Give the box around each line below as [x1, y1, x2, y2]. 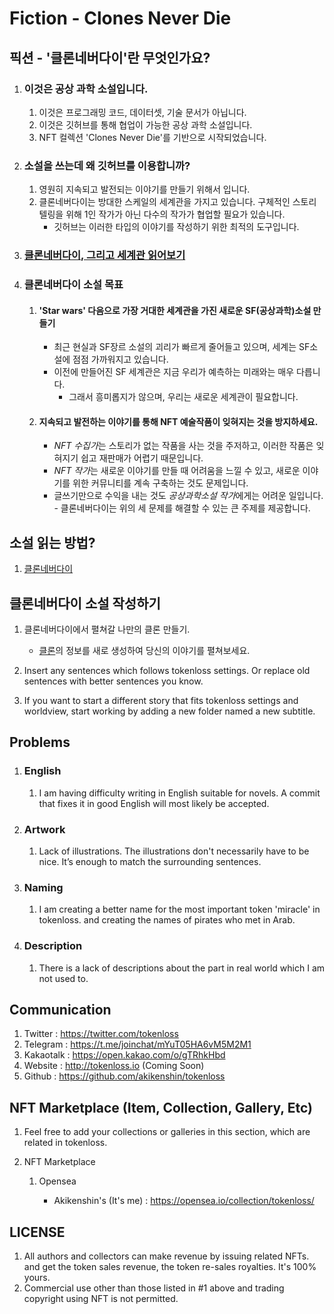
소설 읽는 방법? [9, 534, 96, 551]
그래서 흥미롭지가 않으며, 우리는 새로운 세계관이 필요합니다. [68, 391, 299, 403]
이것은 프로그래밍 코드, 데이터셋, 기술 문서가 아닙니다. [38, 106, 247, 118]
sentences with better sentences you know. [23, 675, 204, 687]
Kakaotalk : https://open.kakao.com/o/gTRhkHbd [23, 1049, 226, 1061]
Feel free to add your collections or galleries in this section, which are [23, 1126, 311, 1138]
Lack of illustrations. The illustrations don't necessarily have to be [38, 845, 310, 857]
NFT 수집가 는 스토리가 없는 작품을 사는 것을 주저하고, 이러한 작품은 [53, 440, 314, 452]
